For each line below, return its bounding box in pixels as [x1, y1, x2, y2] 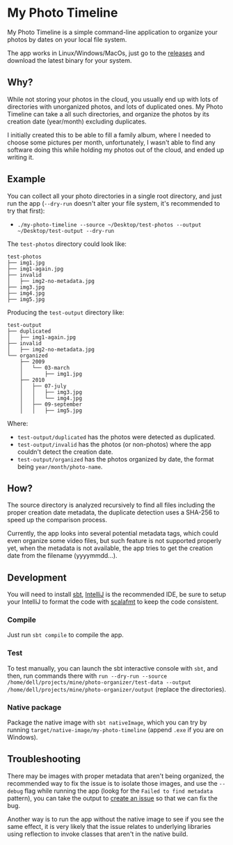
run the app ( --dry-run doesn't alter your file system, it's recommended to [7, 199, 220, 207]
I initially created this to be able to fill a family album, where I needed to [7, 130, 211, 139]
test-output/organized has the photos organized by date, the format [17, 455, 214, 463]
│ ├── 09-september [19, 401, 82, 408]
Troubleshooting [7, 753, 81, 765]
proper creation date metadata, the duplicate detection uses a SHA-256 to [7, 508, 220, 517]
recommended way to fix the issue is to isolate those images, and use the [7, 779, 218, 787]
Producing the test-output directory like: [7, 308, 124, 317]
